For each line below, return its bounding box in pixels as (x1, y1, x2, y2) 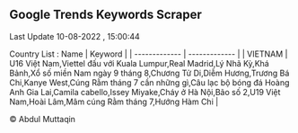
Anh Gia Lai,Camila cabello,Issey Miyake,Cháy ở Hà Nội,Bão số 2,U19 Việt (9, 86, 281, 97)
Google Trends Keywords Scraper (9, 7, 202, 22)
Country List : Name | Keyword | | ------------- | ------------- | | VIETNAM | (9, 49, 288, 59)
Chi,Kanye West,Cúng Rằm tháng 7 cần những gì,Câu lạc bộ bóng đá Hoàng (9, 76, 290, 88)
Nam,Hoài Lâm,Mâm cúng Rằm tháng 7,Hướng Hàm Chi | (9, 96, 219, 107)
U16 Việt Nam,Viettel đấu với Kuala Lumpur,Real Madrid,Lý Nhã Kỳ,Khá (9, 58, 269, 68)
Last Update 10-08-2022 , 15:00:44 (9, 31, 141, 41)
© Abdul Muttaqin (9, 113, 76, 124)
